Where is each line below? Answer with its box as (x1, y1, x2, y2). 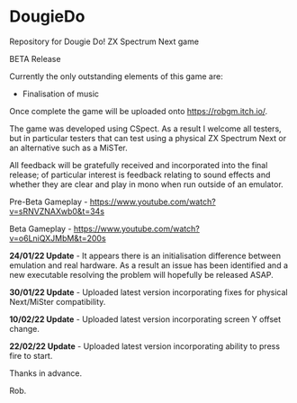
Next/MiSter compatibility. (9, 296, 106, 307)
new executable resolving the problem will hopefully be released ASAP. (9, 269, 274, 280)
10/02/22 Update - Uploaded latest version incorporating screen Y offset (9, 313, 282, 325)
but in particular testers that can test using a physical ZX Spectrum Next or (9, 132, 286, 143)
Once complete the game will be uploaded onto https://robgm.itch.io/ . (9, 105, 268, 116)
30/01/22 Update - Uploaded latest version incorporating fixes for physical (9, 286, 288, 298)
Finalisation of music (22, 88, 100, 99)
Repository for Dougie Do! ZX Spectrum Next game (9, 36, 200, 47)
